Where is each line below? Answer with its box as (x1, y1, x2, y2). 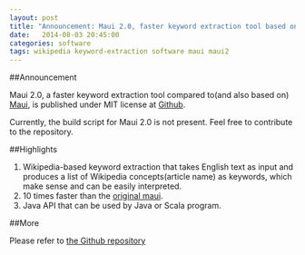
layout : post (9, 13, 59, 23)
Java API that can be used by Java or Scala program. (22, 201, 221, 211)
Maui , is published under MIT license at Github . (9, 99, 186, 110)
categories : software (9, 38, 92, 48)
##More (9, 218, 39, 229)
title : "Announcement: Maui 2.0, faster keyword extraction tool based (9, 22, 286, 31)
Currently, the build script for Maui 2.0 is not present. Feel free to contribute (9, 117, 293, 128)
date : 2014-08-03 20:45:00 (9, 30, 120, 39)
